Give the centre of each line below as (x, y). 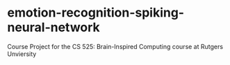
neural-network (54, 27)
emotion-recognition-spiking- (96, 13)
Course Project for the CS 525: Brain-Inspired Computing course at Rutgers (115, 46)
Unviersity (22, 54)
